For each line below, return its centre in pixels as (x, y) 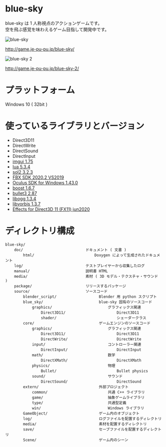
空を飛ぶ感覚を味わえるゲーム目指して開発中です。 (57, 29)
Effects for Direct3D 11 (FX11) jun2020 (51, 209)
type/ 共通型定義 (79, 403)
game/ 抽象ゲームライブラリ (88, 398)
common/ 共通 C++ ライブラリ (88, 392)
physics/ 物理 (74, 366)
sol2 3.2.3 (23, 172)
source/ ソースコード (61, 291)
